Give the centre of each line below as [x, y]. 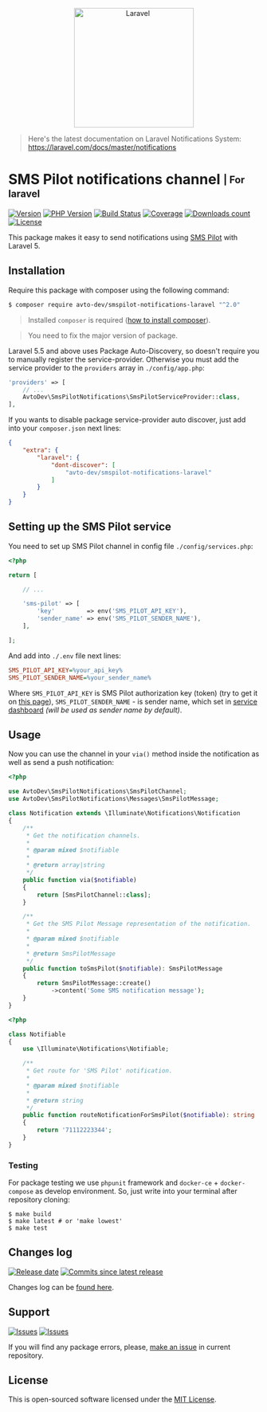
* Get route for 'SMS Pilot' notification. [99, 1071]
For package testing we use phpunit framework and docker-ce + [114, 1183]
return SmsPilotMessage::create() [94, 983]
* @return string [55, 1100]
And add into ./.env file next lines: [65, 655]
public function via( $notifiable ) [80, 880]
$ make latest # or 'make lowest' [66, 1222]
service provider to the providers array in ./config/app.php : [106, 367]
